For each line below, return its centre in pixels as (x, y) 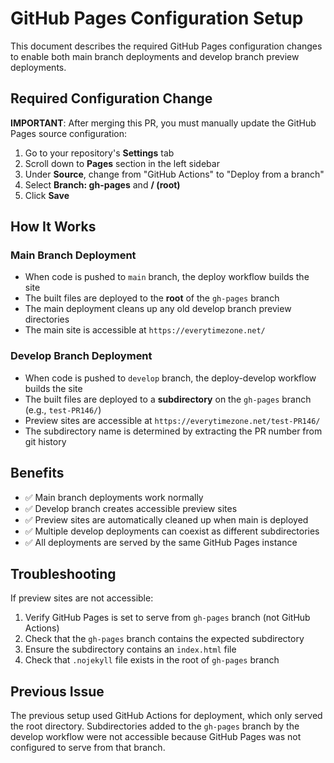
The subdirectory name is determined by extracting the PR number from (173, 431)
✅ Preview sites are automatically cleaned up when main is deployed (166, 519)
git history (45, 441)
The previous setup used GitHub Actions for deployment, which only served (166, 716)
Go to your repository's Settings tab (99, 153)
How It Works (53, 227)
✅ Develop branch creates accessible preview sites (131, 508)
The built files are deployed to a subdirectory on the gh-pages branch (168, 399)
